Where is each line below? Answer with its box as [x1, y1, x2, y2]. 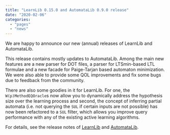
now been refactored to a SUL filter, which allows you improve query [5, 109, 148, 115]
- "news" [10, 26, 29, 32]
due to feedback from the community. [5, 77, 85, 84]
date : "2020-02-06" [5, 12, 47, 17]
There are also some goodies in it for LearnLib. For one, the [5, 87, 130, 93]
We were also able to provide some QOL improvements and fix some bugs [5, 72, 161, 78]
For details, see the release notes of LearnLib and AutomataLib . [5, 124, 139, 130]
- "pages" [10, 21, 31, 27]
